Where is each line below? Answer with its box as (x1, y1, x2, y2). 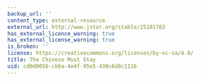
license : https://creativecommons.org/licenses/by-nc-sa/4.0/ (7, 50, 194, 57)
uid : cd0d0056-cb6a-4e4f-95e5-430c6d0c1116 (7, 63, 138, 70)
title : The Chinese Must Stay (7, 56, 97, 63)
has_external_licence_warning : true (7, 30, 115, 37)
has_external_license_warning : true (7, 37, 115, 44)
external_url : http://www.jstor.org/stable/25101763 (7, 23, 166, 30)
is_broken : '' (7, 43, 49, 50)
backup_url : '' (7, 10, 52, 18)
